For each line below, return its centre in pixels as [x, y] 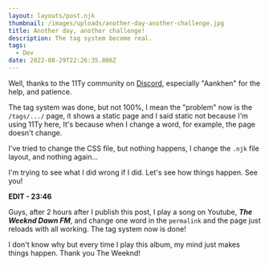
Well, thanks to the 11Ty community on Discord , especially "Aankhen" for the [134, 83]
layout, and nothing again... [53, 156]
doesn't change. [35, 132]
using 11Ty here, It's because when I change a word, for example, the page [132, 124]
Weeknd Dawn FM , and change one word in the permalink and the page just [134, 220]
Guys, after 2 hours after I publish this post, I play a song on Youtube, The [130, 212]
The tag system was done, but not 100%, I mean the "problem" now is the [130, 107]
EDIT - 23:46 [30, 196]
